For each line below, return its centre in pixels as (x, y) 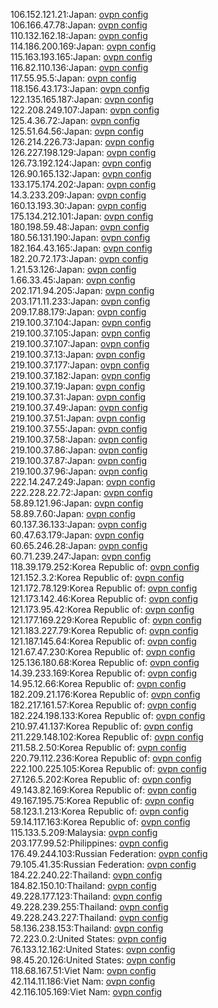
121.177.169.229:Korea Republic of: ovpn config (106, 620)
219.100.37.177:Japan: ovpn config (80, 365)
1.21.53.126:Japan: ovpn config (73, 269)
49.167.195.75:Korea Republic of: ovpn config (102, 800)
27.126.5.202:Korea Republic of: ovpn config (101, 779)
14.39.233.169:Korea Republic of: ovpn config (103, 673)
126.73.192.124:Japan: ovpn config (81, 163)
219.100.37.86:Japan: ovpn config (79, 450)
